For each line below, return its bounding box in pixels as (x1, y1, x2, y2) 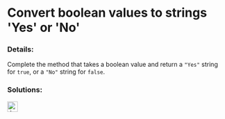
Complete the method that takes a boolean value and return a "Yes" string (7, 61, 219, 69)
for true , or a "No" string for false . (7, 68, 106, 76)
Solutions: (7, 85, 43, 95)
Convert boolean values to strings (7, 5, 207, 21)
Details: (7, 45, 34, 54)
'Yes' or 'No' (7, 19, 81, 35)
